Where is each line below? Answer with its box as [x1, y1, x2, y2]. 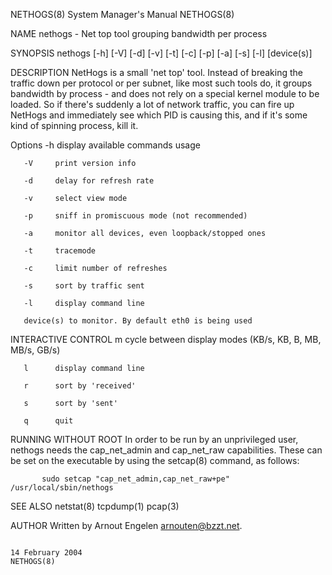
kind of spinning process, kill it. [10, 120, 139, 131]
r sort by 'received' [23, 381, 137, 391]
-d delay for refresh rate [23, 176, 155, 186]
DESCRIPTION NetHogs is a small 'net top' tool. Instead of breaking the [10, 67, 303, 78]
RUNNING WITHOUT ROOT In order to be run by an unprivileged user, [10, 434, 299, 445]
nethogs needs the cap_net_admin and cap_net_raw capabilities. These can [10, 444, 323, 456]
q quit [23, 416, 74, 426]
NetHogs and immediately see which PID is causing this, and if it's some [10, 109, 308, 121]
